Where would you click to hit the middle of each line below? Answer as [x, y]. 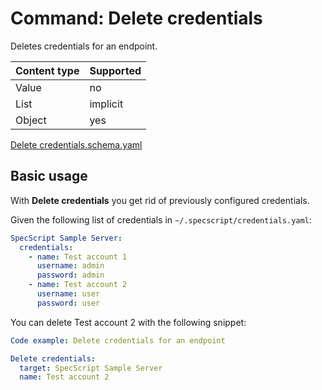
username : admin [70, 266]
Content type [47, 70]
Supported [115, 70]
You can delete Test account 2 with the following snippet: [128, 322]
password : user [68, 303]
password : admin [70, 275]
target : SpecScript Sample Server [91, 368]
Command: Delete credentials [136, 18]
